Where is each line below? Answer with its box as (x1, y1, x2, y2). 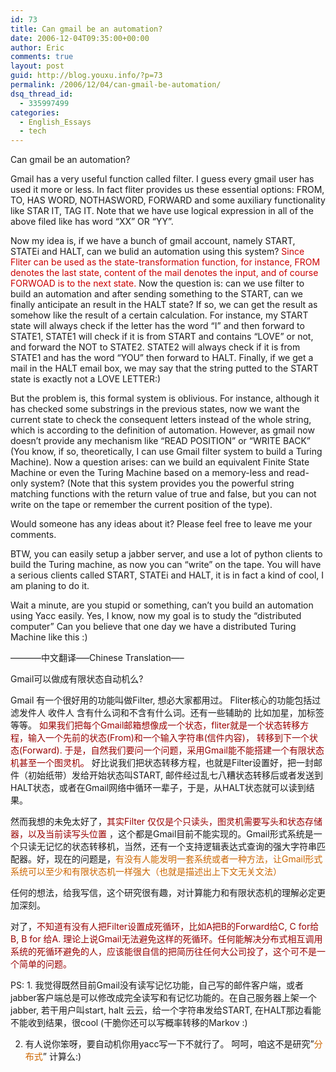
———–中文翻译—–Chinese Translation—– (10, 652, 185, 664)
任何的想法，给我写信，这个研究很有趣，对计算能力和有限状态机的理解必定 (10, 887, 317, 899)
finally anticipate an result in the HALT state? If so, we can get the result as (10, 299, 318, 311)
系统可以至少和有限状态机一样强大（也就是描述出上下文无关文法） (10, 866, 282, 878)
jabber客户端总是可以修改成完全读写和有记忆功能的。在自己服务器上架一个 (10, 992, 317, 1004)
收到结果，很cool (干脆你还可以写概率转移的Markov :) (27, 1017, 248, 1029)
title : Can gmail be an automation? (10, 24, 163, 34)
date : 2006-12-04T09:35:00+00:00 (10, 33, 150, 43)
